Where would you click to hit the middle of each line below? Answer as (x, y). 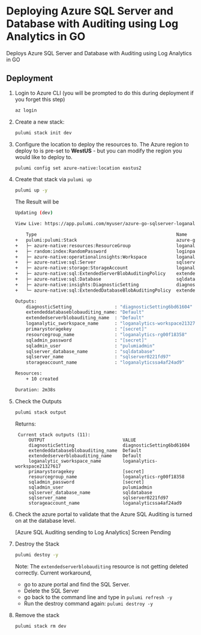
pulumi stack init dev (43, 133)
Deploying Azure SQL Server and (90, 11)
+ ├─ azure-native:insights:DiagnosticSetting (77, 284)
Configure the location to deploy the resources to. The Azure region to (102, 144)
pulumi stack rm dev (40, 626)
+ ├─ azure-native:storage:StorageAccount (71, 268)
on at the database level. (45, 520)
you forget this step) (40, 99)
